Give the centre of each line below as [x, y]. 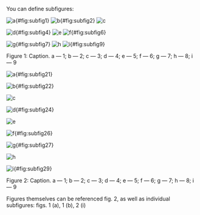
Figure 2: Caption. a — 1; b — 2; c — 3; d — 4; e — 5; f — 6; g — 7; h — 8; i [100, 180]
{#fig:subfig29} [33, 169]
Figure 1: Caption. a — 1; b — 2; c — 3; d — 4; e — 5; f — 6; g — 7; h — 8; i [100, 56]
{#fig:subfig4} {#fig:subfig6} [61, 32]
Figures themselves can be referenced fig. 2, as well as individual [88, 199]
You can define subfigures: [40, 9]
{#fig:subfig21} [34, 74]
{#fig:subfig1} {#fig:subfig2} [55, 20]
